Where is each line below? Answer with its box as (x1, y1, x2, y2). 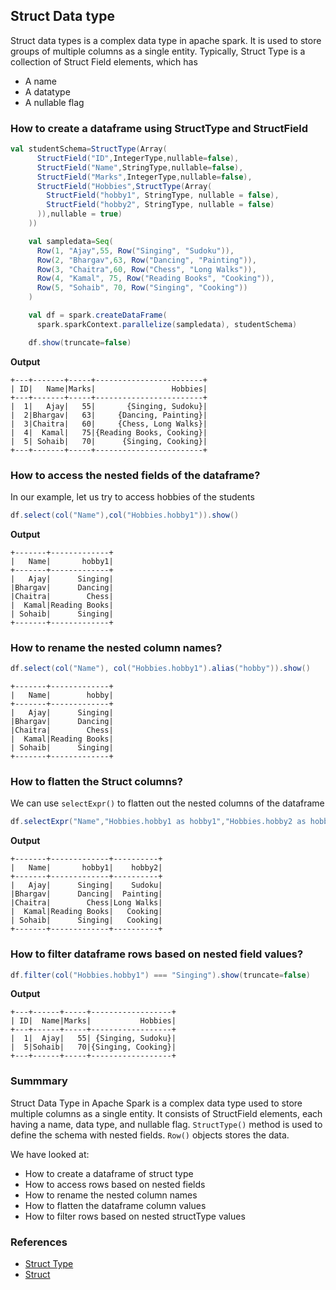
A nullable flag (24, 96, 85, 108)
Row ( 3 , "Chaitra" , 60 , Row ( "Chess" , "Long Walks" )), (36, 264, 257, 274)
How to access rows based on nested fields (24, 1178, 206, 1190)
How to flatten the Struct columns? (10, 775, 184, 788)
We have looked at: (10, 1148, 90, 1160)
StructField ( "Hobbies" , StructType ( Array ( (36, 181, 213, 191)
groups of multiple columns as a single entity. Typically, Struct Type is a (10, 45, 306, 57)
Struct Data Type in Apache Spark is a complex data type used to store (10, 1097, 303, 1109)
